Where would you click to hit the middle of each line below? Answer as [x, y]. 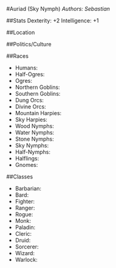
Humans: [26, 68]
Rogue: [24, 214]
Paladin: [25, 227]
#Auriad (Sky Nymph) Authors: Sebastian [58, 9]
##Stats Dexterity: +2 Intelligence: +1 [53, 20]
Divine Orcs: [31, 107]
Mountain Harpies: [38, 113]
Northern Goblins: [37, 87]
